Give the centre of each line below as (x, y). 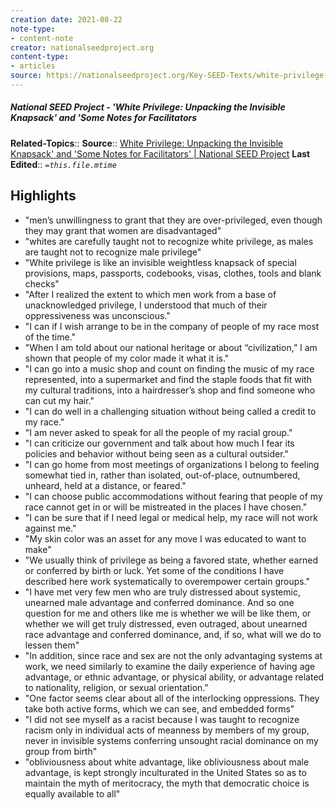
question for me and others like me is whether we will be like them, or (168, 613)
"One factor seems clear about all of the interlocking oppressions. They (172, 698)
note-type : (33, 29)
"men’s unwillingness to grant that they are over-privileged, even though (173, 220)
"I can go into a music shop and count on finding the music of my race (169, 368)
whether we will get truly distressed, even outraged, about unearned (166, 623)
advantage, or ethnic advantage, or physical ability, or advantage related (174, 677)
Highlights (43, 196)
